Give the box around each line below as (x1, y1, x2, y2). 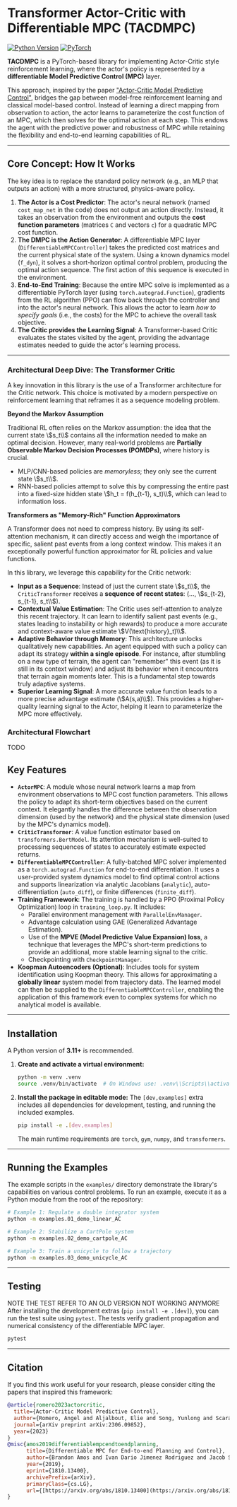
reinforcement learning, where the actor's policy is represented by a (7, 64, 205, 73)
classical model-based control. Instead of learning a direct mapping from (7, 100, 219, 109)
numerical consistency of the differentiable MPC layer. (7, 1322, 165, 1330)
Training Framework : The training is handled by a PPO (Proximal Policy (17, 896, 225, 904)
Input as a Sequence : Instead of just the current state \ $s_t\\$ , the (17, 582, 211, 591)
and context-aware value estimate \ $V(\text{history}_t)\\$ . (17, 627, 187, 635)
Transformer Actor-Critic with (7, 5, 186, 21)
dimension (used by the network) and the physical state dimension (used (17, 813, 230, 821)
